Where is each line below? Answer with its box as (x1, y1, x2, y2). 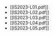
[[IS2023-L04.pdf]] (9, 20, 50, 26)
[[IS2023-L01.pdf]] (9, 4, 49, 10)
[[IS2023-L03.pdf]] (9, 15, 50, 20)
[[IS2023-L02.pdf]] (9, 9, 50, 15)
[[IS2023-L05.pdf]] (9, 25, 49, 31)
